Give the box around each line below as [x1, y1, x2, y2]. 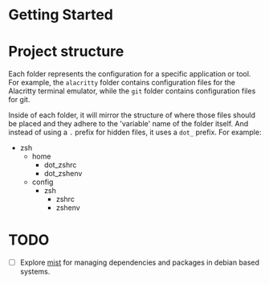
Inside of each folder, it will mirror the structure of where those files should [8, 110, 255, 120]
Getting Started [8, 6, 114, 24]
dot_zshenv [43, 169, 83, 179]
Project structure [8, 43, 124, 61]
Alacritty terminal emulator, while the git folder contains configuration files [8, 86, 256, 96]
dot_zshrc [43, 160, 77, 170]
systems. [19, 267, 51, 277]
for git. [8, 95, 31, 105]
